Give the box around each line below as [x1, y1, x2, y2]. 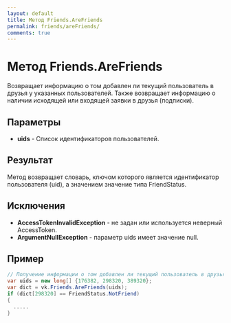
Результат [7, 154, 54, 166]
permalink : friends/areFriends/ [7, 23, 100, 30]
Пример [7, 253, 44, 265]
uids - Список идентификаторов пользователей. [16, 135, 159, 143]
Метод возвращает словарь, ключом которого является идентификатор [7, 173, 219, 181]
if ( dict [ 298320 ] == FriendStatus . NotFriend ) [7, 291, 140, 298]
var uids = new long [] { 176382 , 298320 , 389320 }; [7, 278, 153, 284]
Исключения [7, 200, 65, 212]
